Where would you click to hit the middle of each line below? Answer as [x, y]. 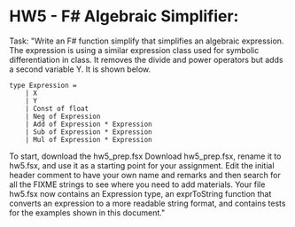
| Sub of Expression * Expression [89, 132]
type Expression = [43, 85]
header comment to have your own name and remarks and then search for [145, 175]
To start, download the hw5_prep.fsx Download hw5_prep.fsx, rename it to [145, 156]
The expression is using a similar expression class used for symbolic [134, 50]
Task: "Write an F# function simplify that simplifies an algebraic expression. [147, 41]
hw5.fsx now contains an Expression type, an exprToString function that [140, 193]
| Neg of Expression [63, 116]
